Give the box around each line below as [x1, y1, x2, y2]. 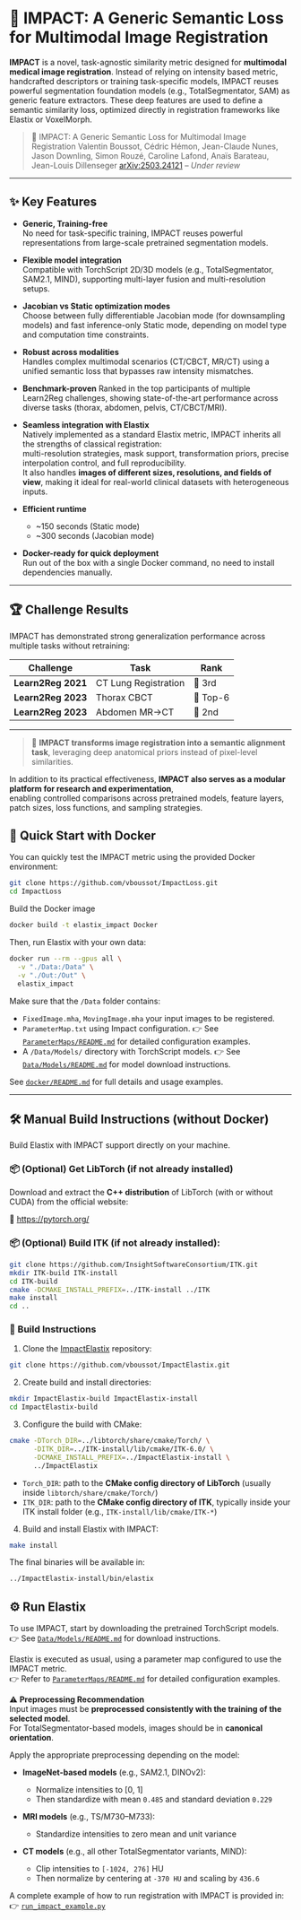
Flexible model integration [21, 255, 123, 265]
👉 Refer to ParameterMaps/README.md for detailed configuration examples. [9, 1673, 280, 1684]
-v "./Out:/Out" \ [17, 970, 87, 980]
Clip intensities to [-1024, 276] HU [35, 1864, 164, 1874]
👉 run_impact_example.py [9, 1900, 106, 1911]
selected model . [9, 1713, 71, 1725]
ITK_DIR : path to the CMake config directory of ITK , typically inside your [21, 1497, 291, 1507]
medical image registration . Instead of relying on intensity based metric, [9, 66, 279, 77]
